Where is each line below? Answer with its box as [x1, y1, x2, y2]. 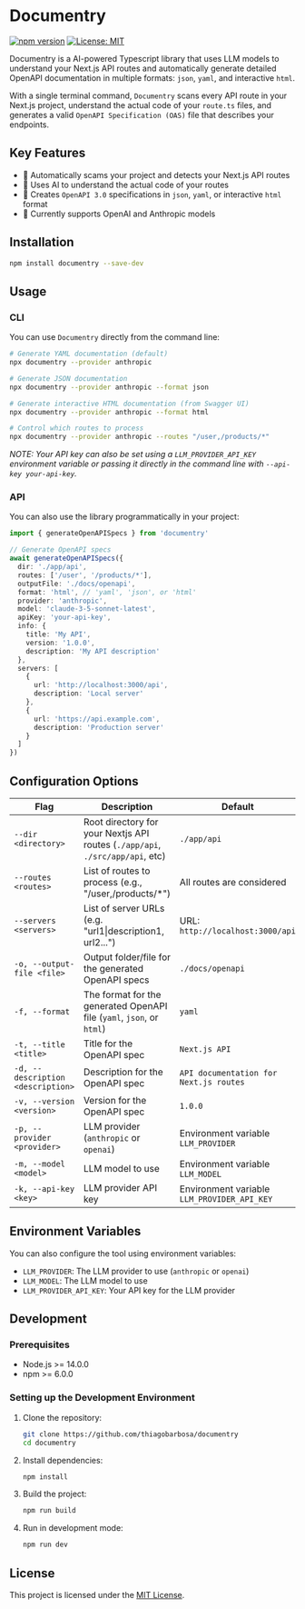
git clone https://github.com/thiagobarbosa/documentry [22, 1429, 239, 1439]
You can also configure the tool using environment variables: [9, 1247, 237, 1259]
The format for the [83, 988, 162, 1001]
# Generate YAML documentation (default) [9, 349, 169, 359]
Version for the [83, 1094, 147, 1106]
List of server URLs [83, 902, 165, 914]
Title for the [83, 1037, 133, 1050]
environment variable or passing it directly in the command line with [9, 458, 265, 469]
